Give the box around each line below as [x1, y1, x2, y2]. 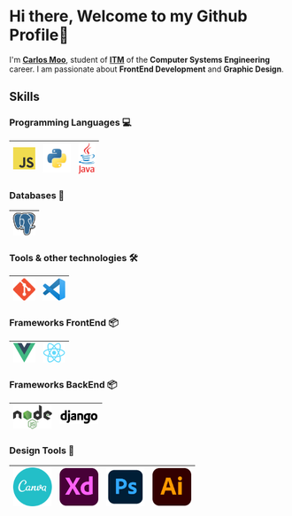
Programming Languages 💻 [9, 117, 132, 129]
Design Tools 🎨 [9, 444, 75, 457]
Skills [9, 89, 40, 104]
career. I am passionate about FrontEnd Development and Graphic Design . [9, 64, 285, 74]
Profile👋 [9, 25, 69, 45]
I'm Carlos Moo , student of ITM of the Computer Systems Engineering [9, 54, 271, 65]
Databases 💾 [9, 189, 65, 202]
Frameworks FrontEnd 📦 [9, 317, 119, 329]
